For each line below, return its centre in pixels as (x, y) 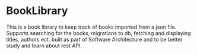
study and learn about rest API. (44, 46)
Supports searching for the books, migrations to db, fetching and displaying (99, 33)
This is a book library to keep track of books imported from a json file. (91, 27)
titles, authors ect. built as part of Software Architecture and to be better (94, 39)
